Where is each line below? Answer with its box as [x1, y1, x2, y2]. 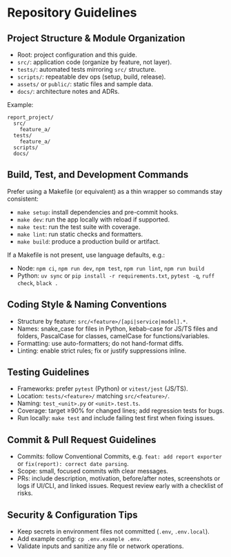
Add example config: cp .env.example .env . [17, 535, 142, 543]
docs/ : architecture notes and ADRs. [17, 88, 120, 95]
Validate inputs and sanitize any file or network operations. [17, 542, 184, 550]
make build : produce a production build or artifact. [17, 237, 161, 246]
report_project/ [7, 114, 54, 121]
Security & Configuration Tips [7, 509, 138, 520]
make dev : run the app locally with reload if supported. [17, 215, 170, 224]
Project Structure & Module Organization [7, 32, 185, 44]
